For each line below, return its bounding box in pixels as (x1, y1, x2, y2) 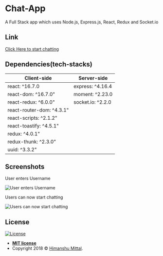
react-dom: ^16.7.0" (7, 91, 55, 97)
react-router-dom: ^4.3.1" (7, 107, 69, 113)
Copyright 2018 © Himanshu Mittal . (12, 245, 83, 251)
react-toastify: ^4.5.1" (7, 122, 59, 129)
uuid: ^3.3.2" (7, 146, 37, 153)
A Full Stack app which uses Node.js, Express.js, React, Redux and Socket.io (5, 19, 159, 25)
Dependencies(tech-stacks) (5, 60, 92, 69)
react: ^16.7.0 (7, 83, 40, 90)
